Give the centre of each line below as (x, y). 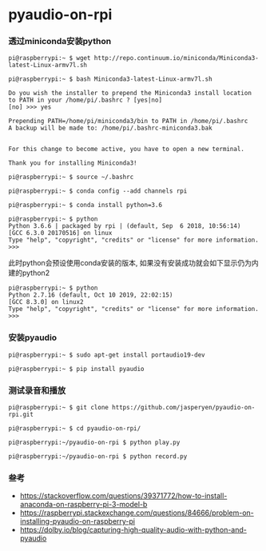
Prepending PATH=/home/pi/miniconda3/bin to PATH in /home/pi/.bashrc (128, 122)
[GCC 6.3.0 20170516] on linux (60, 234)
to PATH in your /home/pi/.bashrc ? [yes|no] (85, 100)
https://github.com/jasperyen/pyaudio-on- (183, 408)
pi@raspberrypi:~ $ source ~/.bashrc (71, 178)
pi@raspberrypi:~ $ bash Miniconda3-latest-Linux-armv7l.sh (111, 79)
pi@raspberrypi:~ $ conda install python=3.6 (85, 206)
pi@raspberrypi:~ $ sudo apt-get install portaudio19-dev (107, 355)
